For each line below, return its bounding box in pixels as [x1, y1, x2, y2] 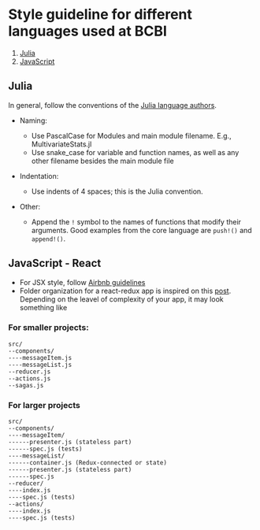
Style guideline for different [8, 6, 193, 24]
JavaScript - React [8, 257, 102, 270]
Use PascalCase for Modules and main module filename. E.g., [31, 131, 232, 140]
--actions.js [8, 374, 51, 383]
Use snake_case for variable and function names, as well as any [31, 147, 240, 157]
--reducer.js [8, 368, 51, 376]
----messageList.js [8, 361, 72, 369]
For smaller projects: [8, 322, 89, 333]
